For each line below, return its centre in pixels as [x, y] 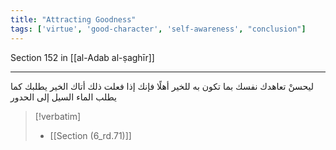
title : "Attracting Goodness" [73, 19]
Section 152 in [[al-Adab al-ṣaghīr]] [82, 57]
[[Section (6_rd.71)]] [90, 135]
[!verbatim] [58, 116]
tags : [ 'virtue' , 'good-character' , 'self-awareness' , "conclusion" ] [158, 29]
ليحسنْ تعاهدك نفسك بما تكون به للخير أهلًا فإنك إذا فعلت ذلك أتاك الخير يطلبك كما [162, 86]
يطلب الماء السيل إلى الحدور [63, 97]
